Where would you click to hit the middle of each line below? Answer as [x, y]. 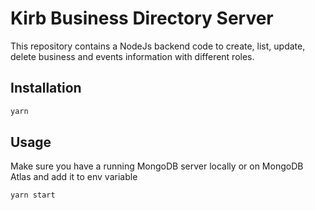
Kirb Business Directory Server [142, 18]
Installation [46, 88]
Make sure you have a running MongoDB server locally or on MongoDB [157, 166]
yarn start [33, 195]
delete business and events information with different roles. [132, 56]
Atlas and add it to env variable [74, 177]
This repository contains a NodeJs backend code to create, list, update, [158, 46]
